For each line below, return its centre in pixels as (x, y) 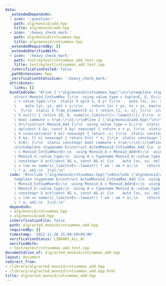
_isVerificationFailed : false (41, 70)
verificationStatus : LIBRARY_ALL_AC (47, 239)
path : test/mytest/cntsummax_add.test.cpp (58, 60)
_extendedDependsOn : (31, 14)
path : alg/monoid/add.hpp (41, 23)
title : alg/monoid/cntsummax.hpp (48, 42)
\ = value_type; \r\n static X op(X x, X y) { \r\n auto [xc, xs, (86, 102)
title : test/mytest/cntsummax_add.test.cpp (60, 65)
